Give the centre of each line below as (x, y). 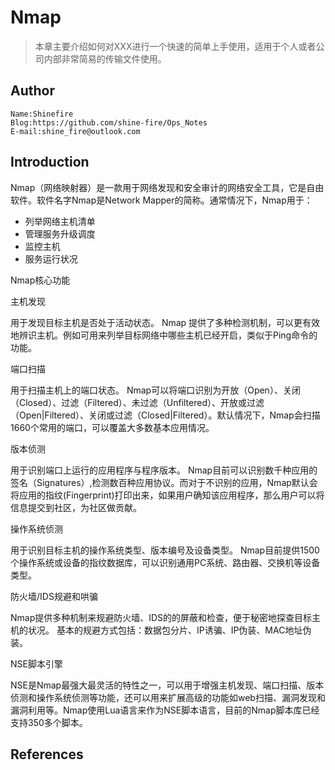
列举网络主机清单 (60, 221)
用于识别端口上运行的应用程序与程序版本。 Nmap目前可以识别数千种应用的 (164, 470)
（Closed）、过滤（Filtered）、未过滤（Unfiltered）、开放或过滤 (137, 402)
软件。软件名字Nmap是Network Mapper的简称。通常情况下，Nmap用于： (161, 200)
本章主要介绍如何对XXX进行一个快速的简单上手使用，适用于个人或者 (175, 46)
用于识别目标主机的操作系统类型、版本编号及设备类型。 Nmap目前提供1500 (165, 550)
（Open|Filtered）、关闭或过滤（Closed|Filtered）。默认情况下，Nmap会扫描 (165, 415)
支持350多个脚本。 (49, 722)
